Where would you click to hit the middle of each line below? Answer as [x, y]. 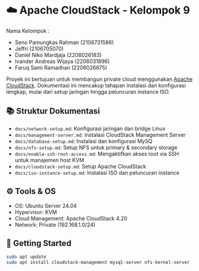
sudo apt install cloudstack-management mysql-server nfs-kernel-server [98, 263]
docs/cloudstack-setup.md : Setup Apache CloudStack [80, 166]
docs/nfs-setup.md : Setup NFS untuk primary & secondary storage [96, 147]
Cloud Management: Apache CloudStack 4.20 [71, 218]
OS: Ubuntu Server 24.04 [46, 206]
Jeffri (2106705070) [39, 48]
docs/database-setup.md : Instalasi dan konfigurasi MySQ [83, 141]
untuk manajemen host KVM [49, 160]
